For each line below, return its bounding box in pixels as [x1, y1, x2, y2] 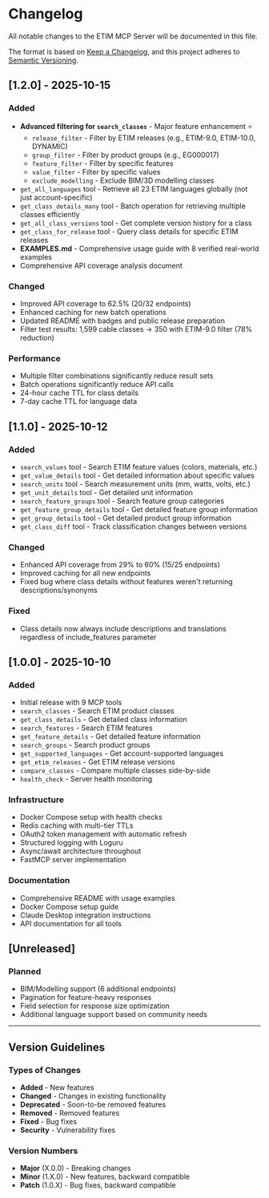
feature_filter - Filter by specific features [31, 158, 174, 168]
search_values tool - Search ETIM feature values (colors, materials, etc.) [19, 462, 258, 471]
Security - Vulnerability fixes [19, 1125, 116, 1135]
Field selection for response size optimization [19, 1001, 171, 1010]
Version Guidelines [8, 1040, 106, 1054]
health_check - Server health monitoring [19, 774, 153, 784]
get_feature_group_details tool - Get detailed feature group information [19, 504, 259, 514]
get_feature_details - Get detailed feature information [19, 732, 201, 741]
